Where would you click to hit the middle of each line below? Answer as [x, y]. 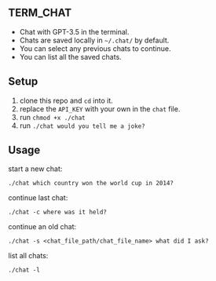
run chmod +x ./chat [52, 117]
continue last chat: [38, 198]
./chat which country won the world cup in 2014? [91, 184]
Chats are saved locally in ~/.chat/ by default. [94, 40]
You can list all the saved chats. [70, 57]
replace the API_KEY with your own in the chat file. [100, 108]
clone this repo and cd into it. [66, 100]
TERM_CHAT [40, 13]
